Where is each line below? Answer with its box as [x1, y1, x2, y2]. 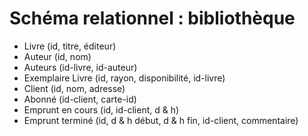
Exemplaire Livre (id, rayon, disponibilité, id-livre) [23, 72, 226, 84]
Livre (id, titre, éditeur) [23, 40, 117, 52]
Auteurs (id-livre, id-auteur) [23, 61, 138, 73]
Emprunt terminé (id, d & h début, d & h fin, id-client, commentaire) [23, 114, 299, 126]
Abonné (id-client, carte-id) [23, 93, 137, 105]
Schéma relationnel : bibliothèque [9, 7, 296, 30]
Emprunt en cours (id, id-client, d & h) [23, 103, 180, 116]
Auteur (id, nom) [23, 50, 92, 62]
